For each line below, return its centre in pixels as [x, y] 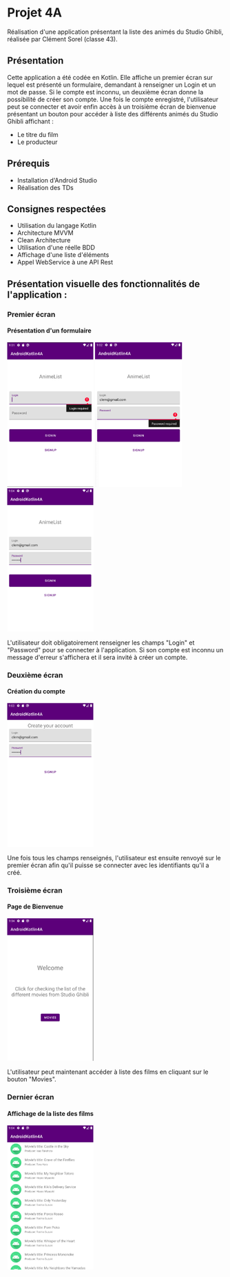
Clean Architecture [44, 240]
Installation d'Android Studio [57, 180]
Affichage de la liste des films [51, 1113]
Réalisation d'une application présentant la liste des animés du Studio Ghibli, [115, 32]
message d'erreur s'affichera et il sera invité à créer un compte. [97, 657]
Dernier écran [31, 1097]
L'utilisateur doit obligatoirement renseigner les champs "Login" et [101, 643]
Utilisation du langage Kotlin [57, 226]
